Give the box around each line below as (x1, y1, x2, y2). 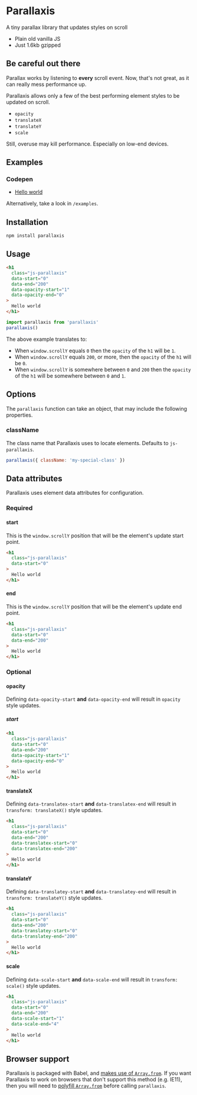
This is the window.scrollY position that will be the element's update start (6, 532, 184, 539)
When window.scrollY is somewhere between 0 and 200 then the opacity (14, 366, 191, 373)
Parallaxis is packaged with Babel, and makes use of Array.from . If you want (6, 1070, 192, 1077)
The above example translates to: (6, 336, 87, 343)
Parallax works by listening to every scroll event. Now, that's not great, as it (6, 74, 189, 81)
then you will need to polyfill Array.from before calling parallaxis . (6, 1082, 166, 1090)
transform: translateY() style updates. (6, 894, 103, 901)
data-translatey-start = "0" (11, 927, 78, 933)
